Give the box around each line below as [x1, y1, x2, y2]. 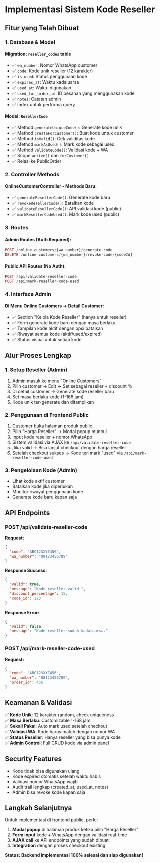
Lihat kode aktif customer [12, 478, 65, 484]
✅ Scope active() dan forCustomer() [12, 152, 89, 158]
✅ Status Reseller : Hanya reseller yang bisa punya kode [5, 734, 121, 740]
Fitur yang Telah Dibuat [5, 24, 79, 32]
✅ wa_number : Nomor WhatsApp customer [12, 62, 98, 68]
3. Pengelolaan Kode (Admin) [5, 467, 77, 474]
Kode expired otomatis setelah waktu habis [12, 773, 101, 779]
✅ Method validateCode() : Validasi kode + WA [12, 147, 108, 153]
